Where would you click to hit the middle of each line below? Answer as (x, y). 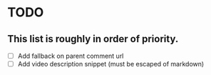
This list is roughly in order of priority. (93, 39)
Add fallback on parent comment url (71, 56)
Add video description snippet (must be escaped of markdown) (111, 64)
